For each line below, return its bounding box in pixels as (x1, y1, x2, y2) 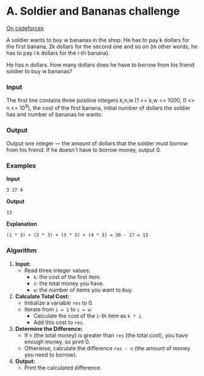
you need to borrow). (24, 351, 77, 358)
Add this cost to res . (33, 319, 85, 326)
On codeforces (6, 24, 44, 32)
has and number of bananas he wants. (6, 110, 103, 118)
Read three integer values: (24, 267, 91, 274)
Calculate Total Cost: (15, 292, 70, 300)
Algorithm (6, 246, 37, 255)
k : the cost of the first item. (33, 273, 102, 280)
